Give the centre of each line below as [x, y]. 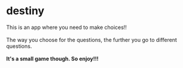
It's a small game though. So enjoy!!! [52, 59]
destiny [25, 11]
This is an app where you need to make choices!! [67, 27]
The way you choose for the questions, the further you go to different [92, 40]
